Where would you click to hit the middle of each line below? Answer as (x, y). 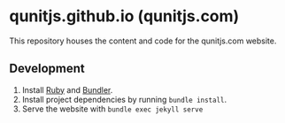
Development (47, 69)
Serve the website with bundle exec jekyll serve (112, 109)
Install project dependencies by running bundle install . (124, 99)
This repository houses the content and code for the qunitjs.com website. (143, 41)
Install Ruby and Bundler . (67, 89)
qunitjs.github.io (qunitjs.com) (124, 16)
